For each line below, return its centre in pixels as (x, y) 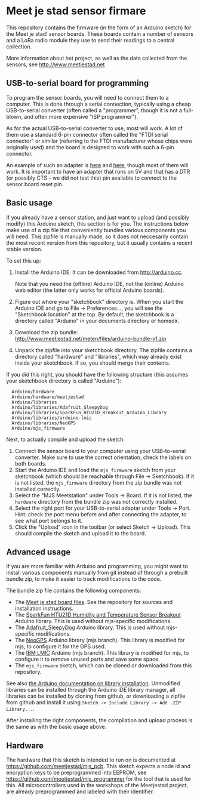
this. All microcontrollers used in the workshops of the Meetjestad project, (97, 785)
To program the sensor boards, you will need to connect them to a (87, 97)
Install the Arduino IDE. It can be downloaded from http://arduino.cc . (99, 272)
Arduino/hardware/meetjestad (48, 397)
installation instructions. (44, 609)
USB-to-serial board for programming (78, 83)
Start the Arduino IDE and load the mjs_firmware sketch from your (95, 470)
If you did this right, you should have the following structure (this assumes (97, 374)
